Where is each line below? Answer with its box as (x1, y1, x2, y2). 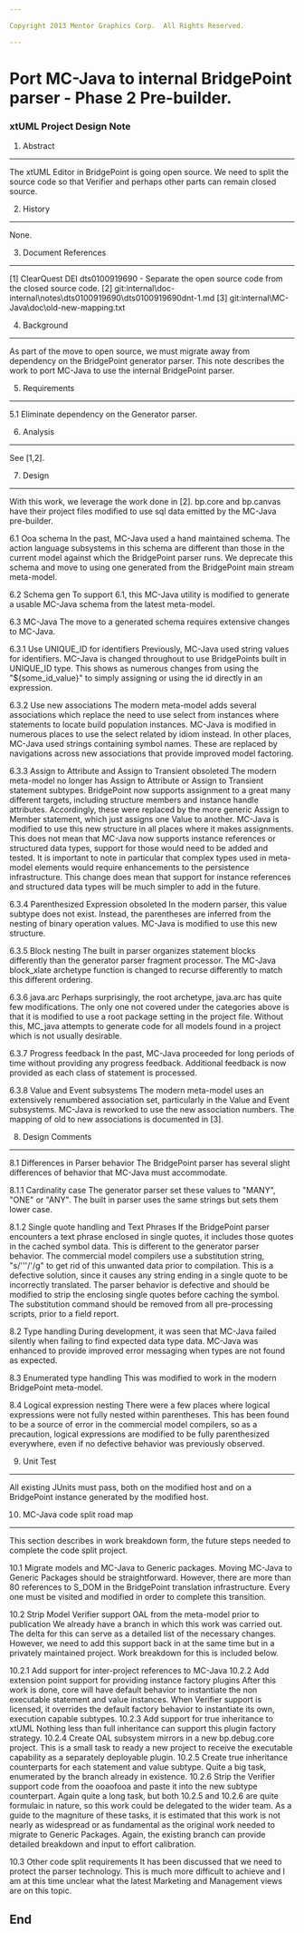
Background (22, 319, 69, 331)
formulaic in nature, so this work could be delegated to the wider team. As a (9, 1801, 292, 1811)
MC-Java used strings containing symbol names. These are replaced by (9, 739, 278, 750)
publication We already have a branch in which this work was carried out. (9, 1619, 283, 1630)
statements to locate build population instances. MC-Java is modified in (9, 719, 277, 731)
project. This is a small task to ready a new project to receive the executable (9, 1742, 293, 1753)
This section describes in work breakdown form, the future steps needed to (9, 1536, 291, 1546)
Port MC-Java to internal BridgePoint (9, 68, 292, 89)
